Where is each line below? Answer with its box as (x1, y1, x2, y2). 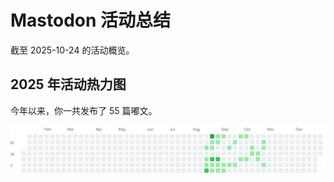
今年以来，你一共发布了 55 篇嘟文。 (10, 104, 158, 116)
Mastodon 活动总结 (10, 9, 172, 32)
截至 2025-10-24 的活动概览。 (10, 44, 135, 56)
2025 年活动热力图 (10, 76, 127, 93)
